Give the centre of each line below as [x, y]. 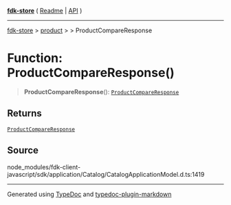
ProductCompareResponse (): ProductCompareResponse [101, 91]
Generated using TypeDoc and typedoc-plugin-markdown [89, 194]
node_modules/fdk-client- [44, 167]
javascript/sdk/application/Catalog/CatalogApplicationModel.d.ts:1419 [106, 174]
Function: [35, 58]
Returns [25, 114]
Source [23, 150]
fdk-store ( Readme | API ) [45, 11]
